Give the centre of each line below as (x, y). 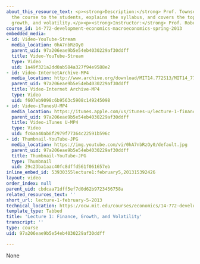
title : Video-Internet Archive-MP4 (56, 89)
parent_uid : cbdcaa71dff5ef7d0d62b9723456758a (65, 189)
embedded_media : (26, 34)
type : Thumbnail (32, 161)
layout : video (24, 178)
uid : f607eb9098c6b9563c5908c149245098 (61, 100)
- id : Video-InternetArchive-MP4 (48, 73)
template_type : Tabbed (34, 211)
